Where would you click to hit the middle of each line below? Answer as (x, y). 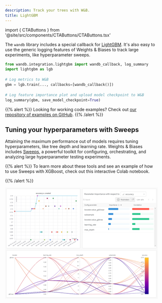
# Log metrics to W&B (27, 80)
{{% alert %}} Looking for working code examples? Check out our (71, 109)
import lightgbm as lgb (29, 69)
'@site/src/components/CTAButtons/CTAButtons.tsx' (58, 35)
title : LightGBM (21, 15)
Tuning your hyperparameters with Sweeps (72, 129)
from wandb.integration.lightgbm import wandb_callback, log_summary (77, 64)
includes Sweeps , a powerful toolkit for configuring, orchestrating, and (76, 152)
